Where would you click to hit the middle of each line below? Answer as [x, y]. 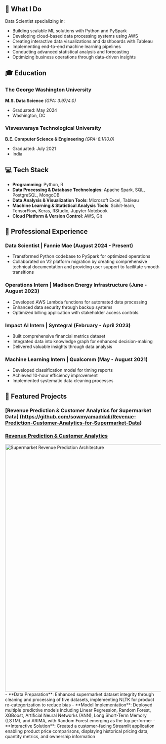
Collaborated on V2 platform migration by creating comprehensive [80, 262]
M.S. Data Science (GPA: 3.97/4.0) [41, 100]
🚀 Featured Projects [36, 396]
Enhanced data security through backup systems [62, 307]
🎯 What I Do [23, 9]
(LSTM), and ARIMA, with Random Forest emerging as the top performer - [80, 720]
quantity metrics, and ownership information [50, 736]
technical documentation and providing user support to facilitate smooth [86, 267]
